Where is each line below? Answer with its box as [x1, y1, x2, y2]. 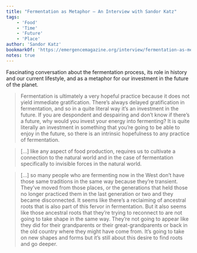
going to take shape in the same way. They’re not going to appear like [20, 215, 189, 222]
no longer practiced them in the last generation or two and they [20, 190, 174, 197]
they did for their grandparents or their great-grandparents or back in [20, 221, 188, 228]
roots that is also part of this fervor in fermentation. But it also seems [20, 202, 186, 209]
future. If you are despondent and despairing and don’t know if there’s [20, 111, 190, 118]
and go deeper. [20, 240, 57, 247]
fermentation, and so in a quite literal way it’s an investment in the [20, 105, 179, 112]
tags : [6, 14, 19, 20]
